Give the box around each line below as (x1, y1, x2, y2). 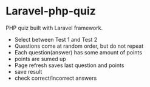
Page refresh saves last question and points (14, 62, 124, 69)
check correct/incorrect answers (14, 74, 97, 82)
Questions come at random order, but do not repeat (14, 42, 144, 50)
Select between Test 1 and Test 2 (14, 36, 98, 43)
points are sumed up (14, 55, 66, 62)
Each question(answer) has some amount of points (14, 48, 142, 56)
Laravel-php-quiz (5, 4, 97, 18)
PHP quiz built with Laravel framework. (5, 24, 103, 31)
